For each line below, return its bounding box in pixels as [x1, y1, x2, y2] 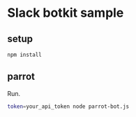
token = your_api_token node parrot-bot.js [7, 103, 130, 110]
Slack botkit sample [7, 5, 124, 21]
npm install [7, 51, 42, 58]
